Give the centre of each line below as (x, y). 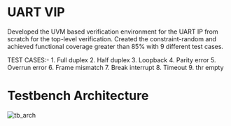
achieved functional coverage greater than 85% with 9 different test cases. (115, 46)
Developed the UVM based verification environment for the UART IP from (113, 31)
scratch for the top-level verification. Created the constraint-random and (112, 38)
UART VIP (36, 12)
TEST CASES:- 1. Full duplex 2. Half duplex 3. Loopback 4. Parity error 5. (112, 59)
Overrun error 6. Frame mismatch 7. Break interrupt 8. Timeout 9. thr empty (115, 67)
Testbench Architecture (78, 96)
